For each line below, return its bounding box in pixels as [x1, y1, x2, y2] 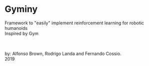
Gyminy [4, 3, 38, 15]
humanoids [4, 25, 28, 31]
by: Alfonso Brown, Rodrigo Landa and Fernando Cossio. [4, 51, 121, 57]
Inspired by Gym [4, 30, 38, 36]
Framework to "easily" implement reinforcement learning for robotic [4, 20, 144, 26]
